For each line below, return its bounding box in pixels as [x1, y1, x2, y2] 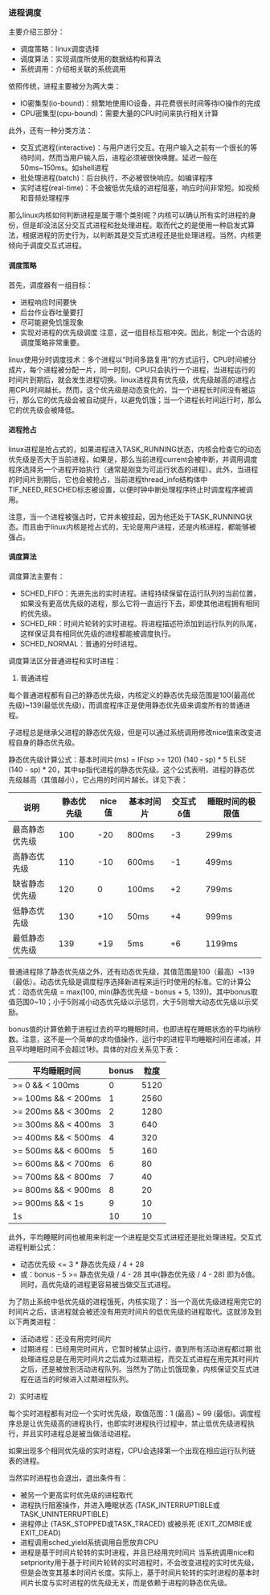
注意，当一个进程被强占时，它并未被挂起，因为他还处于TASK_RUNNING [8, 512, 247, 521]
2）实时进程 [8, 1391, 48, 1401]
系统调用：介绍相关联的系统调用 [19, 64, 126, 74]
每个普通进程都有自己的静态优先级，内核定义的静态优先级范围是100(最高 [8, 690, 248, 700]
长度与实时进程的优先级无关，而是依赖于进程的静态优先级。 [34, 1577, 231, 1587]
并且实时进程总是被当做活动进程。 [22, 1428, 135, 1438]
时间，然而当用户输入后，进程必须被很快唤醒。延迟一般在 [27, 153, 218, 163]
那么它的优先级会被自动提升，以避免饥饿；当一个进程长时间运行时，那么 [22, 395, 262, 405]
